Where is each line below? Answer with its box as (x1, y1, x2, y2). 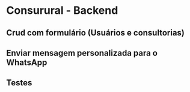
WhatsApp (6, 57, 47, 67)
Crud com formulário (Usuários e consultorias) (6, 28, 185, 38)
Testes (6, 78, 32, 88)
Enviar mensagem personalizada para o (6, 48, 158, 58)
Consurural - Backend (6, 4, 118, 17)
